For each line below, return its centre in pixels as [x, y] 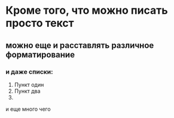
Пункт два [27, 91]
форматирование [40, 55]
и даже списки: [29, 71]
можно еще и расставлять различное [80, 45]
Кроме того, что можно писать [87, 10]
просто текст [40, 23]
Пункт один [29, 84]
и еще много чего [28, 109]
